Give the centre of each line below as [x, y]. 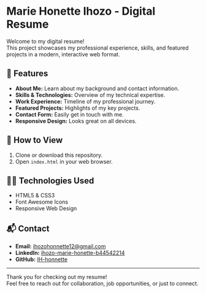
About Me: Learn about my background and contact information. [97, 88]
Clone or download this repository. [59, 155]
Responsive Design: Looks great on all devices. [76, 121]
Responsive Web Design [46, 208]
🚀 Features [27, 74]
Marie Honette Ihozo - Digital [81, 11]
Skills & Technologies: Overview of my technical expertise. [90, 95]
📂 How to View [35, 140]
